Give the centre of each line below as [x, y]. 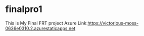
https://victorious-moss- [113, 23]
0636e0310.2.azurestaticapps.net [40, 28]
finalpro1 [24, 9]
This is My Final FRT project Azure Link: [46, 23]
